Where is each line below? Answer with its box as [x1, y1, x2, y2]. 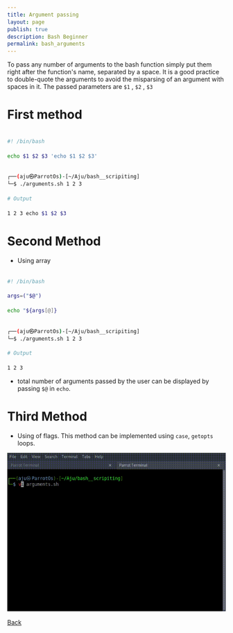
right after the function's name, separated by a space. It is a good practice [7, 68, 220, 76]
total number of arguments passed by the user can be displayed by [17, 377, 209, 385]
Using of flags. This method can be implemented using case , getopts [17, 431, 214, 440]
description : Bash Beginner [7, 33, 89, 40]
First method [7, 107, 83, 123]
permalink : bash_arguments [7, 40, 85, 48]
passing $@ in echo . [17, 385, 71, 392]
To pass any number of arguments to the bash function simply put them [7, 60, 212, 69]
